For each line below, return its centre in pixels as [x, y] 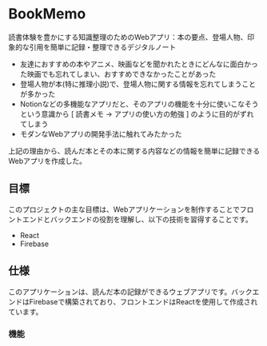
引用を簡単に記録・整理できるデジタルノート [103, 47]
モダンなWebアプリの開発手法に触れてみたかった [101, 133]
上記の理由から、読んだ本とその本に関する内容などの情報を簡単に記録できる [134, 151]
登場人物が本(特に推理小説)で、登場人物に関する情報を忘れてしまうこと [138, 84]
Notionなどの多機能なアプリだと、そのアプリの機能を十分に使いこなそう [139, 104]
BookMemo [47, 14]
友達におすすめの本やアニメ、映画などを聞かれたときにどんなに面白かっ [139, 64]
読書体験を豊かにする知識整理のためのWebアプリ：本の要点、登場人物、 [128, 37]
